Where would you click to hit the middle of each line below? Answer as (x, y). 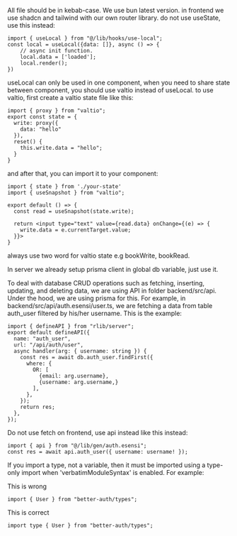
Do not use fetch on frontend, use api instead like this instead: (98, 433)
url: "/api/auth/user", (48, 345)
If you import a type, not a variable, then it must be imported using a (106, 465)
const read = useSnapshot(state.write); (74, 212)
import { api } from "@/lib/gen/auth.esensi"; (77, 446)
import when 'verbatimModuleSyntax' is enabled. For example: (112, 472)
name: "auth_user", (42, 339)
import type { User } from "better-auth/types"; (80, 525)
